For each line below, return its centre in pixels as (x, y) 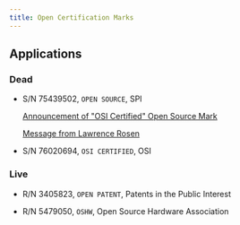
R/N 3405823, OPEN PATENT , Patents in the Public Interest (126, 194)
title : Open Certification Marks (72, 17)
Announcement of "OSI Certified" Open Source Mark (120, 117)
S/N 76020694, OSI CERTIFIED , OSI (87, 151)
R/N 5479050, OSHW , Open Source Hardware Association (125, 211)
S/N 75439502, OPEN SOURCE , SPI (82, 99)
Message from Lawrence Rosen (81, 134)
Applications (46, 54)
